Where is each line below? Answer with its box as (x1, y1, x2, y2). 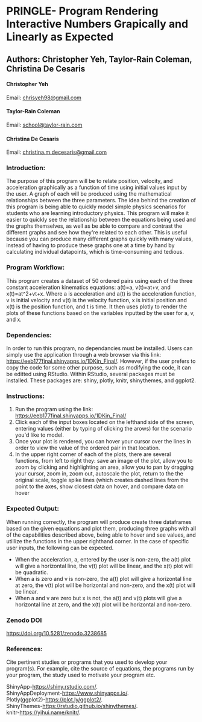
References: (6, 644, 43, 653)
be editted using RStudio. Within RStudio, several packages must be (6, 371, 175, 378)
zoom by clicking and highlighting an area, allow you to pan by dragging (14, 463, 194, 471)
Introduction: (6, 164, 46, 172)
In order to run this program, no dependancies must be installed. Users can (6, 345, 193, 352)
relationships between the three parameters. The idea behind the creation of (6, 197, 196, 204)
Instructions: (6, 392, 45, 400)
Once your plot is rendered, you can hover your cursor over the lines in (14, 438, 191, 445)
